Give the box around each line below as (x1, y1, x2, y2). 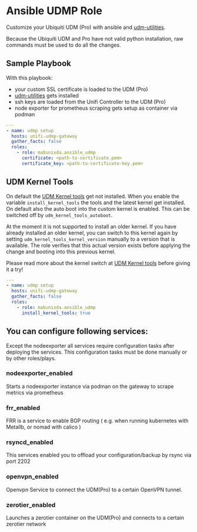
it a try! (6, 266, 24, 273)
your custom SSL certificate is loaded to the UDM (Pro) (14, 86, 148, 93)
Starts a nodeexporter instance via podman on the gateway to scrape (6, 383, 174, 390)
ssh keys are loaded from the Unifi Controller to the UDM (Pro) (14, 98, 166, 105)
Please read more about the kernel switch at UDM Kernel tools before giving (6, 259, 191, 266)
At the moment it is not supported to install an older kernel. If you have (6, 223, 176, 230)
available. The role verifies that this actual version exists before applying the (6, 241, 191, 249)
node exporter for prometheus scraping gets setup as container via (14, 105, 178, 112)
